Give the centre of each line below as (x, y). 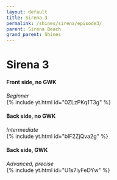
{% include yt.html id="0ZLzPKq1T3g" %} (59, 102)
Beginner (18, 96)
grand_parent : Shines (34, 35)
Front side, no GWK (31, 82)
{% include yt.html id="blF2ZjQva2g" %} (57, 136)
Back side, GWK (27, 150)
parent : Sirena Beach (34, 29)
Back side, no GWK (31, 116)
